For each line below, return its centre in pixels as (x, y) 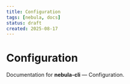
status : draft (24, 23)
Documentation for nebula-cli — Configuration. (65, 75)
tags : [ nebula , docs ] (34, 17)
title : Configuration (34, 12)
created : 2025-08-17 (32, 28)
